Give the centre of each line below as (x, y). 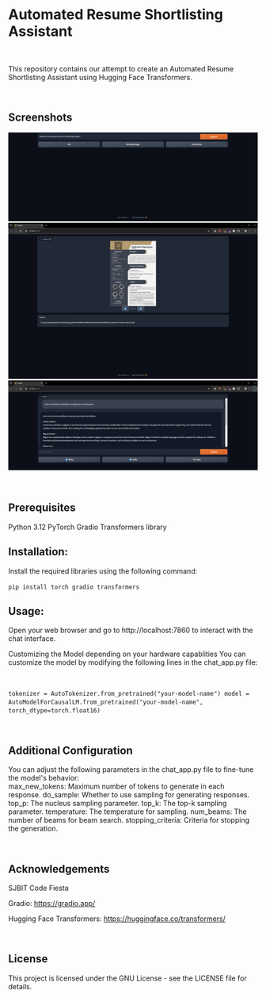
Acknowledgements (59, 869)
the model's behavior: (44, 778)
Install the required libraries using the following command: (103, 571)
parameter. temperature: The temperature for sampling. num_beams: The (127, 812)
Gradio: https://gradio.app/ (52, 904)
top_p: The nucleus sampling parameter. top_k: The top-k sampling (118, 804)
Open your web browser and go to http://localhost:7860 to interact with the (131, 630)
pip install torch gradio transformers (74, 587)
